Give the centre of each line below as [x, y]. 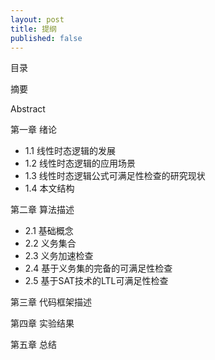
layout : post [37, 19]
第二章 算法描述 [42, 210]
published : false [46, 38]
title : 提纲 [33, 29]
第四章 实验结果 [42, 323]
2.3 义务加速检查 [59, 256]
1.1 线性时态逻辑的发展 [70, 151]
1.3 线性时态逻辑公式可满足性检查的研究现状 [115, 176]
